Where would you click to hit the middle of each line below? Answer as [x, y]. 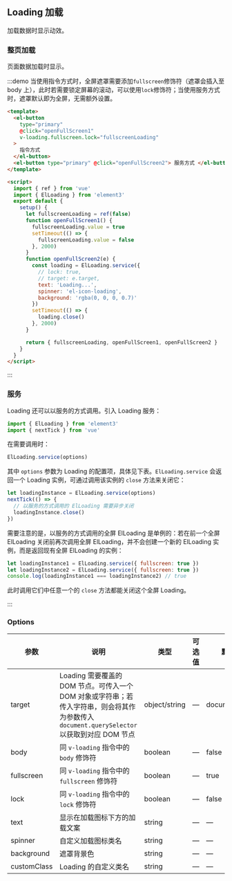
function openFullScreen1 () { [69, 221]
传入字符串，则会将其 [94, 707]
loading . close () [61, 317]
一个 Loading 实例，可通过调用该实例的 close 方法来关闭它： [99, 480]
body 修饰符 [78, 758]
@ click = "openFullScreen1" [57, 131]
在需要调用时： [28, 444]
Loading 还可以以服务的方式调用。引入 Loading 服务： [84, 410]
